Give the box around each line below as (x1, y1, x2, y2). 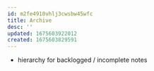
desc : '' (7, 23, 33, 30)
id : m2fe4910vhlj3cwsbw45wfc (7, 10, 93, 18)
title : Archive (7, 17, 52, 24)
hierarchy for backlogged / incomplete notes (17, 56, 148, 64)
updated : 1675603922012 (7, 30, 78, 37)
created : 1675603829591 (7, 37, 78, 44)
